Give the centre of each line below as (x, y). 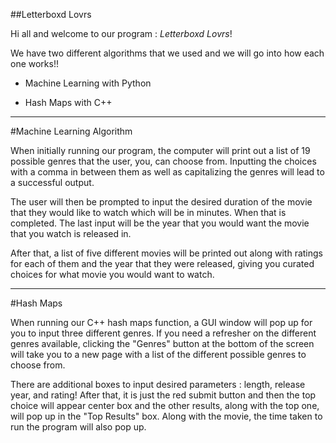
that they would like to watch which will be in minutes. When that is (148, 212)
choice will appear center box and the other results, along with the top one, (165, 405)
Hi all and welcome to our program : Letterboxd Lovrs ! (121, 33)
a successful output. (52, 182)
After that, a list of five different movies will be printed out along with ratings (166, 253)
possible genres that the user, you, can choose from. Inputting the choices (163, 161)
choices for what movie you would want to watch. (112, 274)
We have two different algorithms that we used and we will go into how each (167, 53)
